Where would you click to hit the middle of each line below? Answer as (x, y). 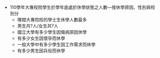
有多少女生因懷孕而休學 (41, 38)
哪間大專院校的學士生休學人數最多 (52, 20)
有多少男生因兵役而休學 (41, 51)
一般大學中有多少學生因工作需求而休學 (56, 44)
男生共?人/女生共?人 (38, 26)
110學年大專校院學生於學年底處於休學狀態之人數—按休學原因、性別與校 (82, 7)
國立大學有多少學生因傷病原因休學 (52, 32)
